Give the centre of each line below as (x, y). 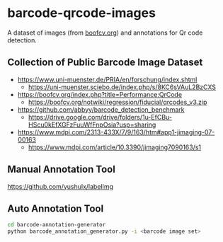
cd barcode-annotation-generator (57, 225)
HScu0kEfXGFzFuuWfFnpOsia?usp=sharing (92, 125)
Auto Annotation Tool (56, 208)
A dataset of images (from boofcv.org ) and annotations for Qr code (105, 33)
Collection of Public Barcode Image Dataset (105, 63)
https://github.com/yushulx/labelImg (61, 186)
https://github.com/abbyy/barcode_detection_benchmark (101, 109)
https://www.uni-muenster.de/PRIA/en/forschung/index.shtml (107, 79)
